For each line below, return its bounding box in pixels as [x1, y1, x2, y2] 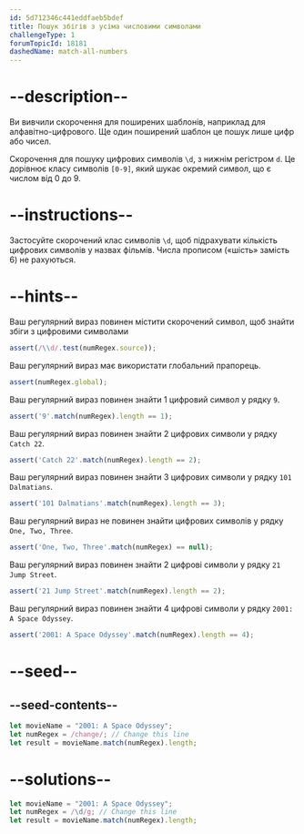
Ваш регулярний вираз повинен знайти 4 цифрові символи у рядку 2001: [9, 603, 294, 615]
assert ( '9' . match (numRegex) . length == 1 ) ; [9, 412, 173, 421]
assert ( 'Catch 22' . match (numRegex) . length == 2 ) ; [9, 455, 202, 464]
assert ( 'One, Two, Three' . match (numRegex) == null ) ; [9, 543, 214, 552]
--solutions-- [9, 768, 112, 789]
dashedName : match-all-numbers [9, 47, 128, 56]
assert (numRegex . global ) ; [9, 377, 107, 387]
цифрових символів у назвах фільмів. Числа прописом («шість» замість [9, 245, 289, 255]
